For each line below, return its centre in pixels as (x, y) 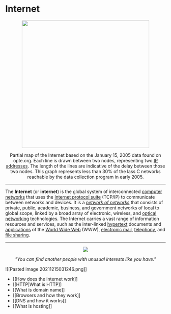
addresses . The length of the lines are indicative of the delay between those (85, 166)
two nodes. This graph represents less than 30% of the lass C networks (85, 171)
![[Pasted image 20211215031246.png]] (46, 269)
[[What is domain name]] (39, 289)
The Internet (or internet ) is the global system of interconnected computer (84, 191)
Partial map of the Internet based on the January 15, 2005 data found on (85, 155)
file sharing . (18, 235)
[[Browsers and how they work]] (46, 295)
